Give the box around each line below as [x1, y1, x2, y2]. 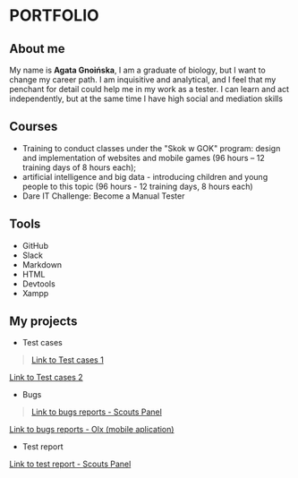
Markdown [21, 259, 63, 269]
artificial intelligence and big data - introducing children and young [21, 171, 268, 182]
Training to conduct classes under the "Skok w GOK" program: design [21, 142, 281, 153]
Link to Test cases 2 [9, 372, 83, 383]
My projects [9, 314, 78, 329]
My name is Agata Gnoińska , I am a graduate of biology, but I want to [9, 64, 266, 75]
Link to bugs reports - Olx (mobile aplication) [9, 424, 175, 435]
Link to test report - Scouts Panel [9, 458, 132, 470]
